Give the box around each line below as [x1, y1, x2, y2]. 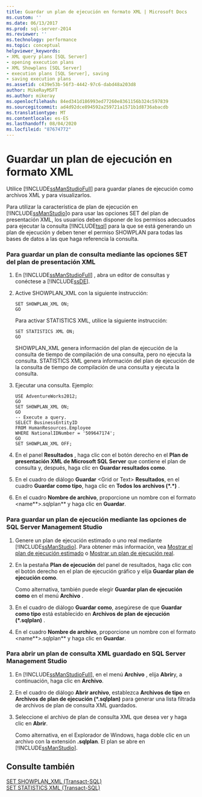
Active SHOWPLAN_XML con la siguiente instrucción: [14, 290, 148, 297]
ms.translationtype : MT [6, 110, 66, 116]
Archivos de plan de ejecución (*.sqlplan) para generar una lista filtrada [14, 695, 196, 702]
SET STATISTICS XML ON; [14, 329, 75, 335]
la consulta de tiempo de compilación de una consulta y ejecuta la [14, 364, 180, 371]
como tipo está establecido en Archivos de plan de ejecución [14, 610, 170, 617]
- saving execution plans [6, 76, 71, 82]
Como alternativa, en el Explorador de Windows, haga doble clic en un [14, 731, 190, 739]
